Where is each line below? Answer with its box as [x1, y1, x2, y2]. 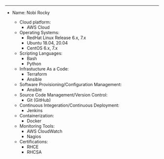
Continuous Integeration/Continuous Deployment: [19, 102, 120, 108]
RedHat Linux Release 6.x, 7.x [26, 35, 86, 41]
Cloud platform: [19, 19, 51, 25]
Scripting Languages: [19, 50, 62, 56]
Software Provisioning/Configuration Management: [19, 82, 122, 87]
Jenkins [26, 108, 43, 113]
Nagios [26, 134, 41, 139]
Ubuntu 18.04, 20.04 [26, 40, 68, 45]
